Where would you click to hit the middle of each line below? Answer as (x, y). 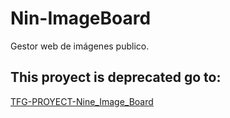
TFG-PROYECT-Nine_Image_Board (82, 101)
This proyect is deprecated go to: (116, 77)
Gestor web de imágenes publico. (80, 46)
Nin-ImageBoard (81, 18)
